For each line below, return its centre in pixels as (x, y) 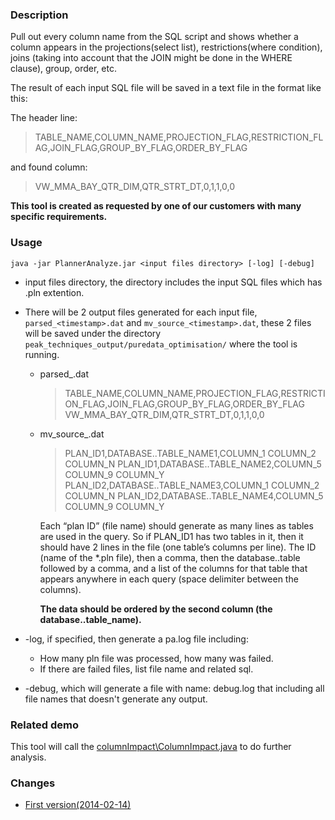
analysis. (28, 757)
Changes (33, 783)
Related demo (45, 725)
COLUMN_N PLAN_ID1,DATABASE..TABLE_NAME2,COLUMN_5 (193, 464)
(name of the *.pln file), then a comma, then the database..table (170, 557)
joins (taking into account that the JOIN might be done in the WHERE (151, 58)
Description (39, 15)
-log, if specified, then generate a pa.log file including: (136, 639)
